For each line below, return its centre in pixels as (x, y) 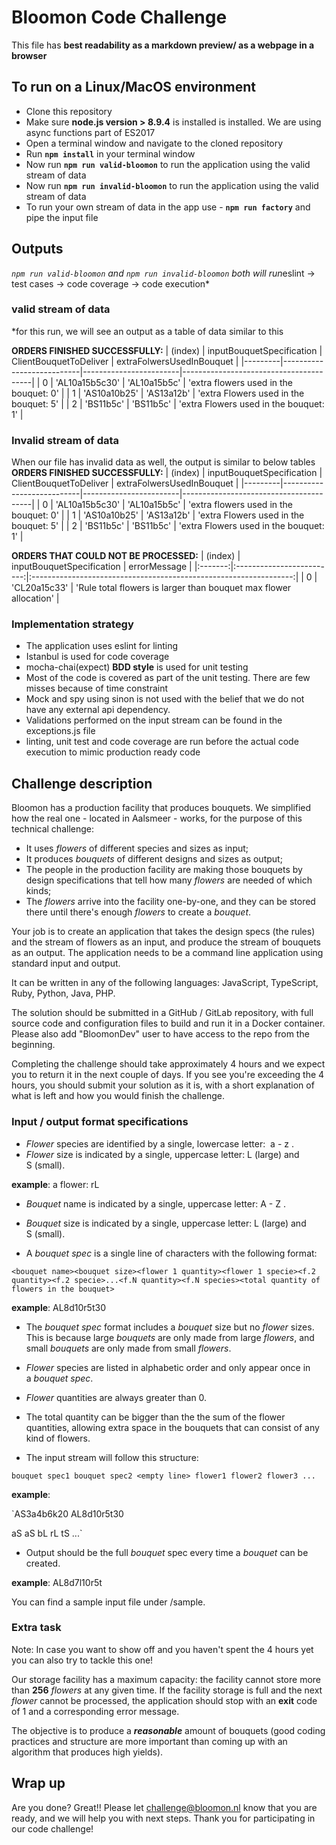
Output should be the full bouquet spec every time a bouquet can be (167, 1552)
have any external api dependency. (98, 710)
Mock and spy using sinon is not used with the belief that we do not (165, 699)
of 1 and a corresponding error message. (95, 1711)
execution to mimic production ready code (113, 752)
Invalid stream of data (65, 440)
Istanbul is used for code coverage (97, 657)
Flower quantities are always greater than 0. (116, 1397)
